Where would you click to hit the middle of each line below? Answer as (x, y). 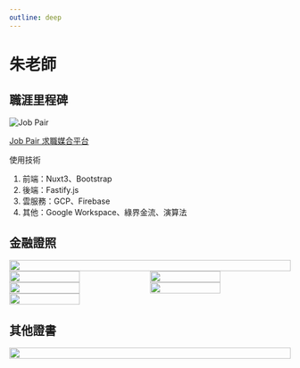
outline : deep (36, 17)
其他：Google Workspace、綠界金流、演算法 (104, 212)
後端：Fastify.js (50, 189)
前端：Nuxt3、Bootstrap (67, 179)
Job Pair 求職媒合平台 (49, 140)
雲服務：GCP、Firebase (66, 201)
